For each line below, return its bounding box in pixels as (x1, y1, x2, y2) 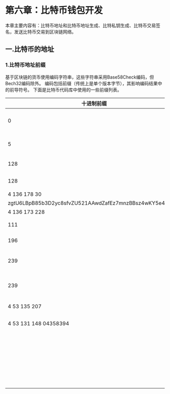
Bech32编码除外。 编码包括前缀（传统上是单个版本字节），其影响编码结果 (5, 80, 158, 86)
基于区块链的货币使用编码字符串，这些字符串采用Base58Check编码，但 (5, 74, 154, 80)
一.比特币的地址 (5, 45, 55, 54)
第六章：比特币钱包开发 (5, 5, 103, 16)
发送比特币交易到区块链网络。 (14, 28, 76, 34)
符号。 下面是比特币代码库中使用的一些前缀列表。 (18, 87, 122, 93)
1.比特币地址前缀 (5, 61, 46, 68)
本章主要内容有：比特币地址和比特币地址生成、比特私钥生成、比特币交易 (5, 22, 156, 28)
